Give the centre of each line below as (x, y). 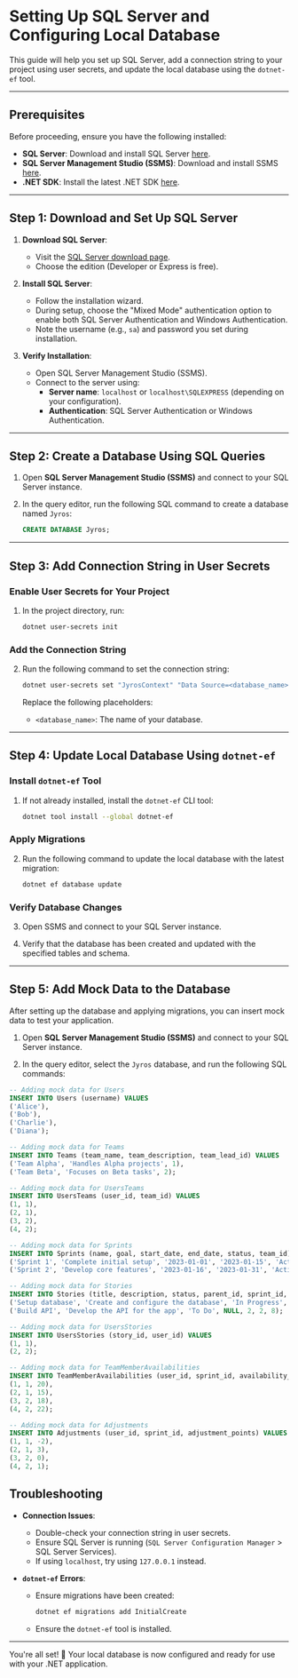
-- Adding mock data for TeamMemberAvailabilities (105, 1368)
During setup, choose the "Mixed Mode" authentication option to (153, 310)
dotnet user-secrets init (70, 627)
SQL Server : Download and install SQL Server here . (116, 154)
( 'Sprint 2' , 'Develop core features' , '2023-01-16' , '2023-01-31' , (138, 1270)
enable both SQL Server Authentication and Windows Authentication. (161, 319)
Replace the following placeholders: (87, 702)
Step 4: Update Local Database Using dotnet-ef (143, 755)
